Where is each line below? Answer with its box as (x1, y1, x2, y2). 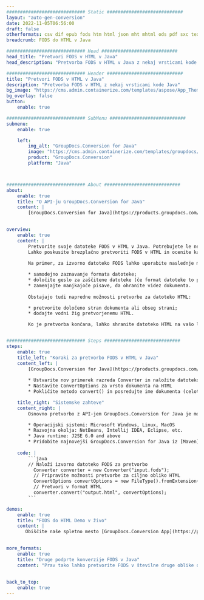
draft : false (6, 26, 39, 32)
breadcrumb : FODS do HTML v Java (6, 37, 91, 43)
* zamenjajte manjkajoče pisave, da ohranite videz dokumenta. (28, 282, 191, 288)
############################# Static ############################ (6, 9, 183, 15)
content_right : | (17, 405, 61, 411)
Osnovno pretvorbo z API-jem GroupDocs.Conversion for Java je (28, 411, 191, 417)
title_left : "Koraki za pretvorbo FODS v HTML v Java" (17, 355, 159, 361)
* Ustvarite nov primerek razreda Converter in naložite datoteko (28, 377, 200, 383)
